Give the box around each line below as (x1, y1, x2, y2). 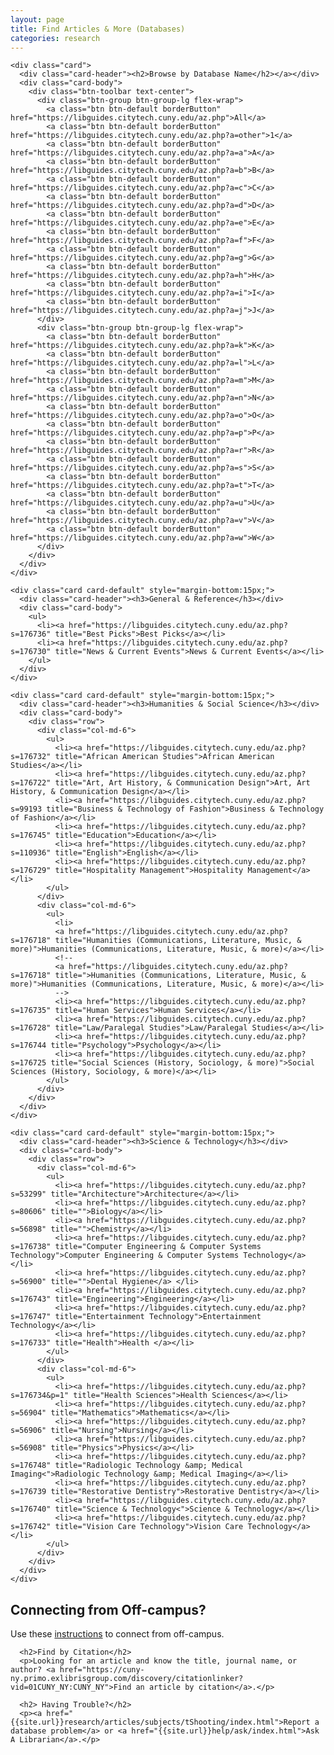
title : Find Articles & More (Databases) (10, 24, 186, 34)
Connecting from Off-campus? (10, 1601, 207, 1618)
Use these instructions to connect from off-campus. (10, 1628, 225, 1640)
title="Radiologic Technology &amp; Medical (54, 1461, 244, 1471)
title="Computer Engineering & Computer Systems (54, 1242, 262, 1252)
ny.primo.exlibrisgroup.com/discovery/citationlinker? (10, 1674, 244, 1684)
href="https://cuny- (59, 1665, 145, 1675)
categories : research (10, 33, 101, 43)
